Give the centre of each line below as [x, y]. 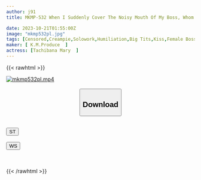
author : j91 [21, 12]
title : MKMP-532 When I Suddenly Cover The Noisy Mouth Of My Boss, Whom [100, 17]
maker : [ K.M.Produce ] [37, 45]
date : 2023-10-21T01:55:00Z [41, 28]
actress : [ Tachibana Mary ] [42, 51]
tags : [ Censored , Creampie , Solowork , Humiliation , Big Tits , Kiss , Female [95, 40]
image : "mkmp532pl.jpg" [36, 34]
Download [100, 104]
